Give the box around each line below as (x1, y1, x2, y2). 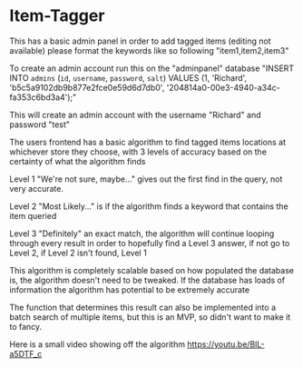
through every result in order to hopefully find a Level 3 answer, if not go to (9, 237, 290, 248)
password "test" (9, 119, 71, 130)
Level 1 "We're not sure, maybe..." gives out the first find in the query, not (9, 174, 283, 184)
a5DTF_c (9, 348, 43, 359)
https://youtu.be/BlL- (187, 338, 265, 350)
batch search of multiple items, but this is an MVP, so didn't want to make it (9, 311, 291, 323)
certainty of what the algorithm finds (9, 155, 146, 166)
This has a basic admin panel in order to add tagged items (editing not (9, 35, 271, 46)
